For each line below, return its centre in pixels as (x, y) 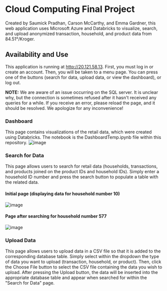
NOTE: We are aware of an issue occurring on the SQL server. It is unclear (82, 92)
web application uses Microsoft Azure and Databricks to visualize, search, (81, 28)
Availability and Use (37, 55)
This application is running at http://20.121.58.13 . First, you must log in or (79, 66)
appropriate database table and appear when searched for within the (76, 278)
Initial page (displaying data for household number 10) (62, 194)
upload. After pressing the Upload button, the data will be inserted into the (82, 273)
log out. (13, 82)
